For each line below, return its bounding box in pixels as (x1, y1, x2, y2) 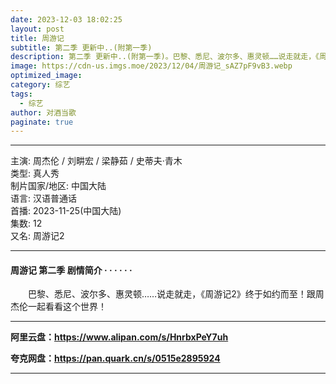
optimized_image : (10, 71, 83, 81)
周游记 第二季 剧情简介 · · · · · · (10, 264, 133, 276)
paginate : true (10, 117, 74, 127)
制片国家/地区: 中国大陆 (10, 180, 107, 192)
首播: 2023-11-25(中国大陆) (10, 205, 122, 217)
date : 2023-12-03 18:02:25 (10, 14, 123, 25)
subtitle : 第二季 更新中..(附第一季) (10, 42, 153, 53)
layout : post (10, 24, 65, 34)
